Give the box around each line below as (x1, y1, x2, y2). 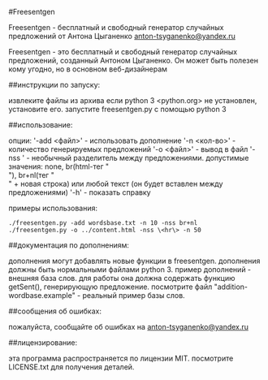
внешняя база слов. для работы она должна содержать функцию (8, 274, 236, 283)
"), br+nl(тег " (8, 171, 54, 179)
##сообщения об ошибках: (8, 306, 102, 316)
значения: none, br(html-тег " (8, 162, 110, 171)
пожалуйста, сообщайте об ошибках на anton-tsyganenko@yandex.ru (8, 322, 249, 331)
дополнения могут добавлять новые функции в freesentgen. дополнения (8, 256, 261, 266)
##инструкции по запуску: (8, 80, 101, 89)
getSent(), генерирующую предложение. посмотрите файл (8, 282, 213, 291)
